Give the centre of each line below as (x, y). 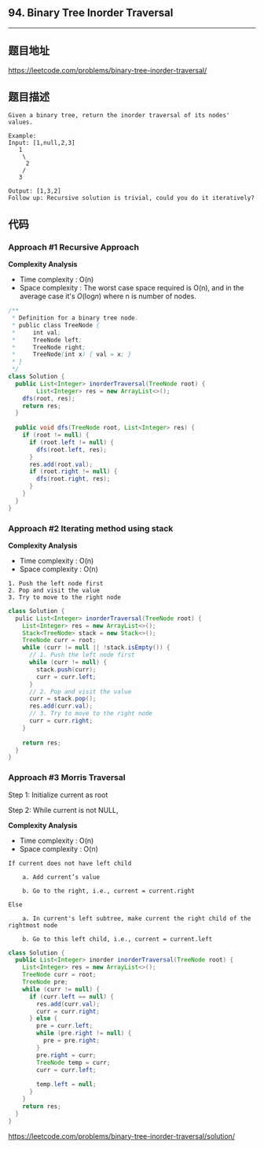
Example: (22, 136)
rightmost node (33, 925)
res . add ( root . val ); (60, 464)
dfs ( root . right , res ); (73, 479)
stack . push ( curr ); (66, 669)
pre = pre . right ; (71, 1041)
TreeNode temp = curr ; (73, 1062)
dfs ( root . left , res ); (72, 449)
